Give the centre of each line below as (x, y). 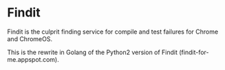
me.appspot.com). (33, 59)
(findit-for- (194, 52)
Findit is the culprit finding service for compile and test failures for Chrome (113, 32)
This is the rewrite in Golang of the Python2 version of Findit (92, 52)
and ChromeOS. (30, 38)
